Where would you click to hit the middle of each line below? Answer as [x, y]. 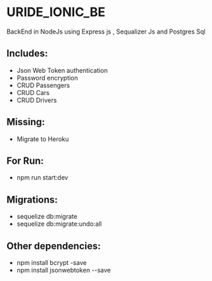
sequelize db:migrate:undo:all [59, 224]
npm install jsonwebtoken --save [63, 270]
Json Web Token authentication [62, 70]
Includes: [27, 53]
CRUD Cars [33, 92]
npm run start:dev [42, 178]
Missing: [26, 122]
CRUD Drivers [37, 100]
